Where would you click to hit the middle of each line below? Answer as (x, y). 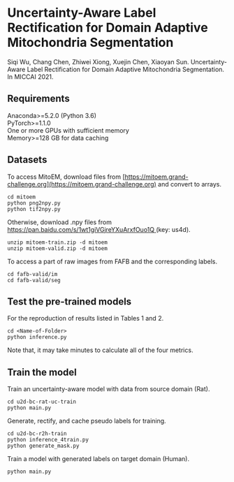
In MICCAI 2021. (30, 76)
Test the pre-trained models (70, 301)
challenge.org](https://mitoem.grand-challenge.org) (82, 184)
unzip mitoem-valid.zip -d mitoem (58, 248)
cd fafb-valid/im (32, 274)
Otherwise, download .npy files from (59, 222)
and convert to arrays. (190, 184)
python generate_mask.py (43, 446)
